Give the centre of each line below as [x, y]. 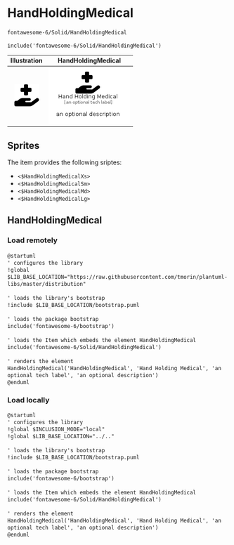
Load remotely [33, 240]
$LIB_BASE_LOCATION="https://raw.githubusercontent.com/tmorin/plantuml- [118, 277]
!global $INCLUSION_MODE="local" [56, 429]
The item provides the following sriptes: [65, 162]
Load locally [28, 400]
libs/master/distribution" [47, 284]
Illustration [27, 60]
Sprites [24, 145]
